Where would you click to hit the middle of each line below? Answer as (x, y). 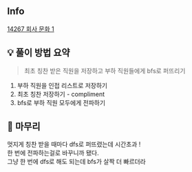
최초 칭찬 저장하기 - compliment (61, 94)
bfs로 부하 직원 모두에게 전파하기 (61, 102)
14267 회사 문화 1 (31, 29)
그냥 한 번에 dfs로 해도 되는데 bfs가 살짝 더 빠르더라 (76, 162)
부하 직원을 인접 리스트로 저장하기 (62, 85)
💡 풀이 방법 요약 (39, 53)
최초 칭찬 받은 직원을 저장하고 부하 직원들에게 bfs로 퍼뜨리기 (105, 70)
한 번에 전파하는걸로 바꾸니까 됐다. (53, 153)
